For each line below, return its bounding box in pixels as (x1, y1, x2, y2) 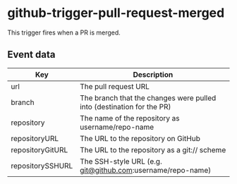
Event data (7, 49, 56, 61)
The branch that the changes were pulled (80, 93, 217, 103)
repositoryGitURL (11, 145, 68, 154)
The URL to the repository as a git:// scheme (80, 145, 226, 154)
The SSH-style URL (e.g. (80, 157, 162, 166)
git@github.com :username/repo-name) (80, 165, 212, 175)
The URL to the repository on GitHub (80, 133, 201, 143)
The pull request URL (80, 81, 150, 91)
